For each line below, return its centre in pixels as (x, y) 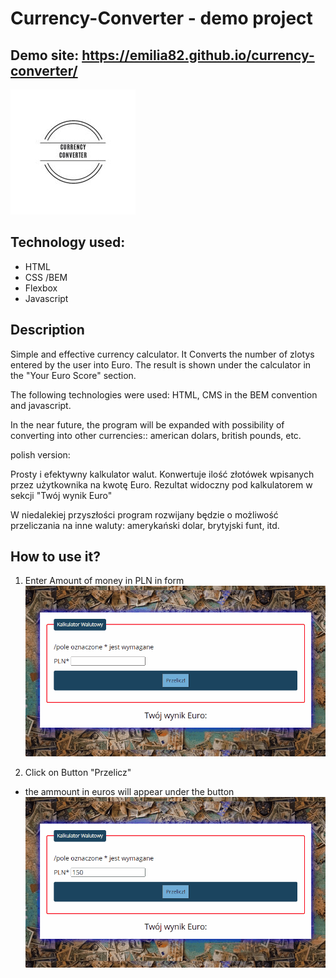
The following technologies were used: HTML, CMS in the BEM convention (164, 394)
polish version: (40, 454)
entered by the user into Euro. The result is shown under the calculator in (161, 364)
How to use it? (55, 557)
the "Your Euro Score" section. (73, 375)
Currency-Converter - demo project (161, 18)
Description (47, 330)
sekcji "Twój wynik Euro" (61, 495)
